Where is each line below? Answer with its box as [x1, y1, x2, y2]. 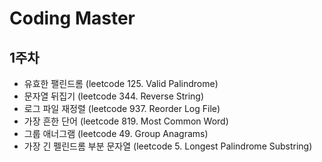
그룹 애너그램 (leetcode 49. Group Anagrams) [23, 128, 209, 139]
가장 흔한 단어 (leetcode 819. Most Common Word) [23, 115, 229, 127]
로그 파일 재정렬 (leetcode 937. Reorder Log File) [23, 103, 221, 114]
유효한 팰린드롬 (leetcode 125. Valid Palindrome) [23, 78, 219, 89]
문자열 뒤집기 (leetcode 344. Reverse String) [23, 90, 205, 102]
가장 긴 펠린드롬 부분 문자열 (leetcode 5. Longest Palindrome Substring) [23, 140, 313, 152]
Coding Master [9, 7, 136, 30]
